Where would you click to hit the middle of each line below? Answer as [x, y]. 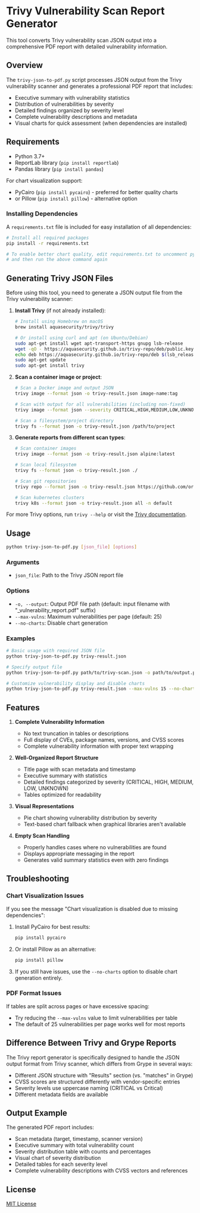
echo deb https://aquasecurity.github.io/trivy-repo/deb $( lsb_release [105, 354]
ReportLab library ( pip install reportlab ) [67, 162]
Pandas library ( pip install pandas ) [59, 169]
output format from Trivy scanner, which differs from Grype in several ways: [99, 1064]
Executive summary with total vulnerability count [74, 1146]
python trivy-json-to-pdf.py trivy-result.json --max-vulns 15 [86, 689]
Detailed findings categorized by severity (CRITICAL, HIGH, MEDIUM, [109, 782]
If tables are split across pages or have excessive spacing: [78, 1006]
